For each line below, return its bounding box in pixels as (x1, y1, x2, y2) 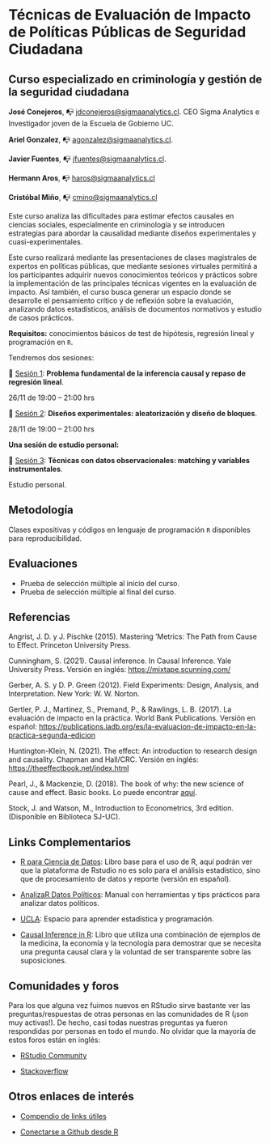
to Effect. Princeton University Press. (8, 640, 132, 650)
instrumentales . (8, 464, 63, 474)
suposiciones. (19, 955, 67, 965)
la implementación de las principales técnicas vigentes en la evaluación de (8, 279, 257, 288)
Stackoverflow (19, 1066, 69, 1076)
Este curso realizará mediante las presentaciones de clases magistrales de (8, 253, 257, 262)
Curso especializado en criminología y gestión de (8, 72, 263, 86)
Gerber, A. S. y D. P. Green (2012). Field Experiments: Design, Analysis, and (8, 680, 259, 690)
